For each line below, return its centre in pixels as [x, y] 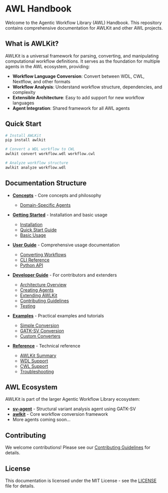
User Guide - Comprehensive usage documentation [66, 245]
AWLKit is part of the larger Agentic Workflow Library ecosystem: [73, 399]
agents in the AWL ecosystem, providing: [48, 66]
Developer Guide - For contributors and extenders [64, 275]
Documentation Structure [46, 183]
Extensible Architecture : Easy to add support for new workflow [78, 97]
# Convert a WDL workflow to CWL [40, 149]
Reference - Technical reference [46, 346]
